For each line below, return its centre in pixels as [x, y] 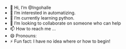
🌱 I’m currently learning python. [42, 18]
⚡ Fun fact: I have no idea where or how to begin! [60, 41]
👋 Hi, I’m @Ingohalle [30, 8]
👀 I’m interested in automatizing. [43, 13]
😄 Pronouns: [23, 36]
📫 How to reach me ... [33, 29]
